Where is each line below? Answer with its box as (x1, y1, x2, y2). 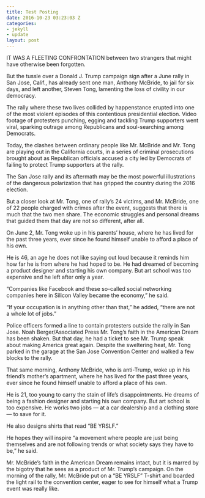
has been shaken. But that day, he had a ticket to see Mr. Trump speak (6, 335, 184, 342)
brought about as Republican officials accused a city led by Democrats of (6, 155, 192, 162)
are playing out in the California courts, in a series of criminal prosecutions (6, 148, 194, 155)
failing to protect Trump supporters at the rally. (6, 161, 124, 168)
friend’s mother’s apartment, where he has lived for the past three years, (6, 373, 189, 379)
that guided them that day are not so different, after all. (6, 218, 144, 224)
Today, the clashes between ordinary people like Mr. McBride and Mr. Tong (6, 142, 196, 148)
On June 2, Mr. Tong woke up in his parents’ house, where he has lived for (6, 229, 194, 236)
